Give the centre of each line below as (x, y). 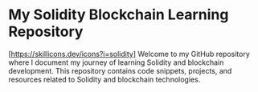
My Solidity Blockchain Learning (119, 15)
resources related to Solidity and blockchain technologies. (104, 79)
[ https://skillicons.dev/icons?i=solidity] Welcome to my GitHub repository (129, 54)
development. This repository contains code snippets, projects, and (120, 70)
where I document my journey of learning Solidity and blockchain (116, 62)
